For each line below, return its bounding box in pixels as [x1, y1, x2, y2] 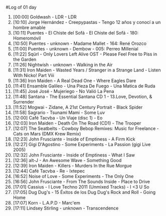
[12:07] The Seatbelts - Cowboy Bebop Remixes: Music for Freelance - [13, 125, 159, 131]
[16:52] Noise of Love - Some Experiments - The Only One [13, 173, 134, 179]
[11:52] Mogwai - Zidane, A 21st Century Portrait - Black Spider [13, 104, 143, 110]
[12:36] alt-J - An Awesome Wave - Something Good [13, 157, 122, 163]
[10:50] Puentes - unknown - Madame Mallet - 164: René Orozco [13, 40, 147, 46]
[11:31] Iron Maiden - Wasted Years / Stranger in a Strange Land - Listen [13, 67, 161, 73]
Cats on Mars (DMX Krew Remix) [13, 131, 81, 136]
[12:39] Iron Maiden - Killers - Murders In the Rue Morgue [13, 162, 132, 168]
